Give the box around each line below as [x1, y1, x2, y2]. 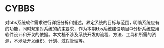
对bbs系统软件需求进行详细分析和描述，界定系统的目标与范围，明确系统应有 [5, 19, 160, 25]
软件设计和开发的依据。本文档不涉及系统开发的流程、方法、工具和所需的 [5, 32, 152, 37]
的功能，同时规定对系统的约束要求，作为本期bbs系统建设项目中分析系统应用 [5, 25, 160, 32]
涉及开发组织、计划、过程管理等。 [18, 37, 87, 44]
